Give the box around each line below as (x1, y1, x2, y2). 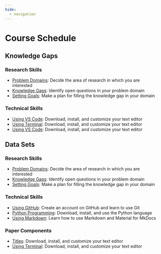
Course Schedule (5, 33, 76, 44)
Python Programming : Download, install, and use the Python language (12, 210, 152, 216)
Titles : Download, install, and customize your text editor (12, 238, 124, 244)
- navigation (9, 12, 36, 17)
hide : (5, 7, 16, 12)
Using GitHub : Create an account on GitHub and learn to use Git (12, 204, 140, 210)
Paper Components (5, 227, 52, 234)
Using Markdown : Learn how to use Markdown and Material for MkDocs (12, 215, 156, 221)
